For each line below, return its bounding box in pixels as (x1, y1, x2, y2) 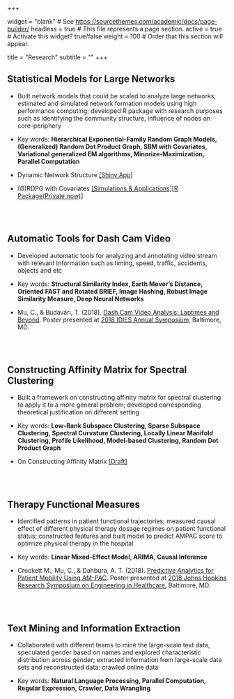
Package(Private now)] (17, 191, 84, 200)
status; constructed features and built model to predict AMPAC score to (17, 532, 223, 541)
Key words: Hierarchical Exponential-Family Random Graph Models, (17, 135, 217, 143)
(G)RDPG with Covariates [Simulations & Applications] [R (17, 184, 179, 193)
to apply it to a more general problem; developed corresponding (17, 400, 202, 409)
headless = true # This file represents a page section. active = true (31, 25, 222, 33)
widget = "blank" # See (7, 17, 75, 25)
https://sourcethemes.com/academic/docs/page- (75, 17, 218, 25)
